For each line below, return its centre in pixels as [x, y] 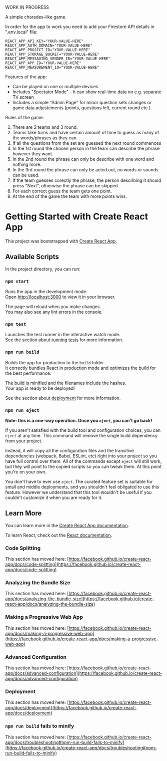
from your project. [24, 441]
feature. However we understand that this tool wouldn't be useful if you [78, 492]
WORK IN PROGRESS [27, 7]
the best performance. [28, 373]
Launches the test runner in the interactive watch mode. [63, 335]
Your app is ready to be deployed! [40, 388]
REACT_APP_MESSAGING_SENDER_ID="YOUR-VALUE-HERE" [58, 59]
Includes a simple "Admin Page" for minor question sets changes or [82, 102]
